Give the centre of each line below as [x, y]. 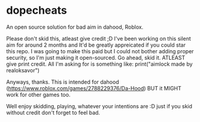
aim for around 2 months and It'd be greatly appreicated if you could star [96, 45]
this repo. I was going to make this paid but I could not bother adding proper [100, 51]
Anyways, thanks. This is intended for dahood [63, 82]
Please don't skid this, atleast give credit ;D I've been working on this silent [99, 38]
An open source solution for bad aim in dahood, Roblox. [75, 27]
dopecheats [37, 10]
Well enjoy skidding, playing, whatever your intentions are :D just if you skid [99, 106]
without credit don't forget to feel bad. [53, 112]
